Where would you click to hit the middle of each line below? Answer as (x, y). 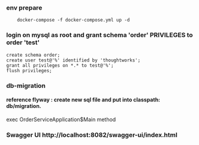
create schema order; (33, 55)
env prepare (24, 8)
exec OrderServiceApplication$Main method (61, 119)
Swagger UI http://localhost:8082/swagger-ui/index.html (92, 135)
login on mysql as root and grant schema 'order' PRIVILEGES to (99, 35)
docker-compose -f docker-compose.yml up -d (73, 20)
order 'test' (23, 42)
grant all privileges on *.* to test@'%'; (60, 65)
